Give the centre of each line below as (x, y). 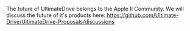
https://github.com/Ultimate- (143, 15)
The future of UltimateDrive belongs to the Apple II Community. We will (95, 9)
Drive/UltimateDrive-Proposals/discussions (60, 22)
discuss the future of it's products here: (56, 15)
